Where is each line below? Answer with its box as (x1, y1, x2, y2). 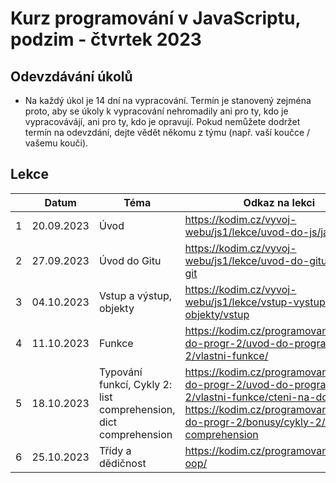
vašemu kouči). (24, 137, 89, 149)
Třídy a (98, 443, 132, 457)
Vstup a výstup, (98, 288, 173, 302)
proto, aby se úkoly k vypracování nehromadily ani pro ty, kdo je (24, 105, 289, 117)
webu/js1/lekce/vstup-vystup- (184, 295, 333, 309)
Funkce (98, 336, 134, 350)
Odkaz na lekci (243, 195, 316, 209)
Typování (98, 365, 143, 379)
